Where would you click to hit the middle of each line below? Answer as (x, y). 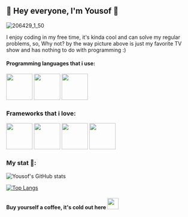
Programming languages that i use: (51, 64)
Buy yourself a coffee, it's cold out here (56, 207)
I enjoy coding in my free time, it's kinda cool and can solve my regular (93, 37)
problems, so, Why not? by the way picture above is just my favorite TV (94, 43)
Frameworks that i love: (41, 113)
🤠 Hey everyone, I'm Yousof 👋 (62, 11)
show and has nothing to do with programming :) (66, 50)
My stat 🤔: (21, 163)
